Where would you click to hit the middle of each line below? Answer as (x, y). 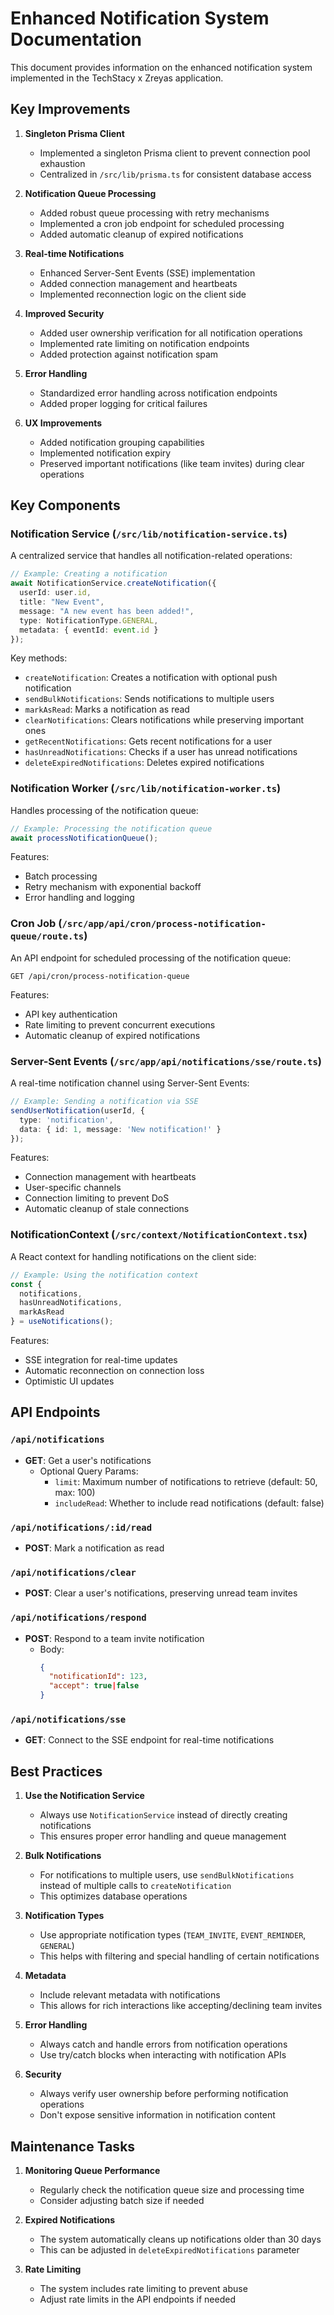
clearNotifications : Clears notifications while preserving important (164, 720)
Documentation (76, 39)
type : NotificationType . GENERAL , (89, 620)
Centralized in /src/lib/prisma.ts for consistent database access (175, 174)
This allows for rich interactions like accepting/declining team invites (181, 2006)
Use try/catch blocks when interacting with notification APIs (163, 2055)
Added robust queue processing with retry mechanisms (154, 213)
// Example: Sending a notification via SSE (104, 1102)
